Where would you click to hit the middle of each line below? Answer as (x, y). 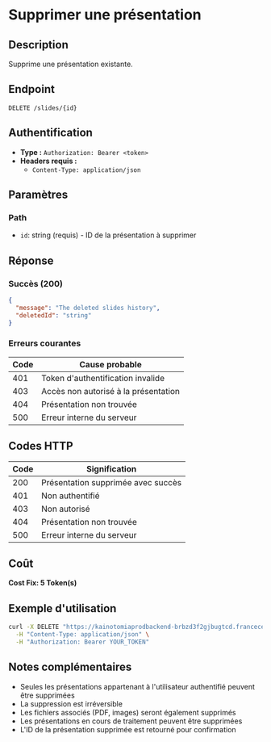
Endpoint (31, 89)
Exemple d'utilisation (63, 608)
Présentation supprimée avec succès (112, 482)
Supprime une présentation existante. (71, 64)
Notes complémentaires (70, 667)
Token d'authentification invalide (103, 378)
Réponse (31, 260)
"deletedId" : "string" (54, 315)
